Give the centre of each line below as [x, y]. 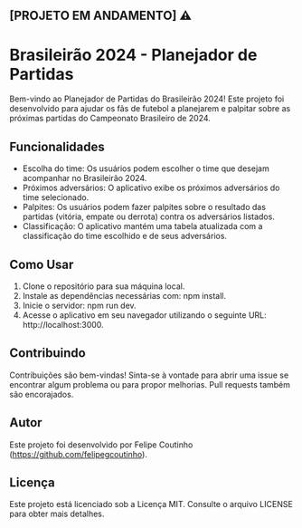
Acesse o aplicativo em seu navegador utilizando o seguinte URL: [144, 315]
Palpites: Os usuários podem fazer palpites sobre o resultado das [144, 207]
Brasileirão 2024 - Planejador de [133, 55]
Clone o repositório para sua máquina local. [104, 286]
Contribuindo [47, 353]
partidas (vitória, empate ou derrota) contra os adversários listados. [149, 216]
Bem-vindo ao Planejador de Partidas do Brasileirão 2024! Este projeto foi [147, 99]
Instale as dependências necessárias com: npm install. [124, 295]
